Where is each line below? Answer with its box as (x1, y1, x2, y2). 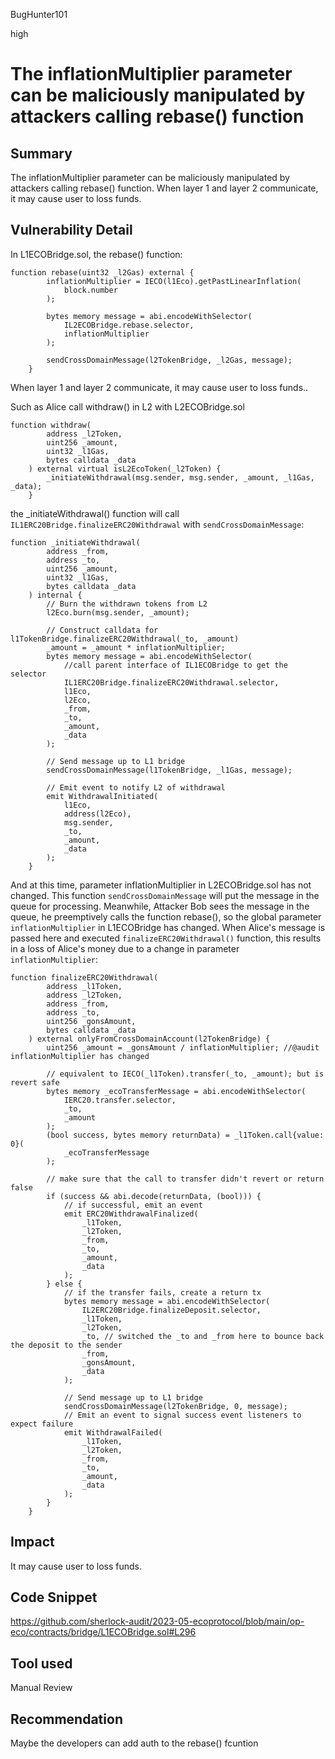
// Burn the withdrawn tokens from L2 (46, 599, 208, 609)
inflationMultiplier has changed (10, 1051, 150, 1061)
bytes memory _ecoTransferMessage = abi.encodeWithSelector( (46, 1086, 307, 1096)
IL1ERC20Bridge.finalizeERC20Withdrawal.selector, (63, 677, 280, 688)
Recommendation (10, 1710, 123, 1728)
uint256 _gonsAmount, (46, 1016, 137, 1026)
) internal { (28, 590, 83, 600)
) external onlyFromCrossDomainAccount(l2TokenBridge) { (28, 1034, 271, 1044)
